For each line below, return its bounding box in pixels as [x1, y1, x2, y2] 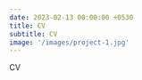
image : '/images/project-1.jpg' [9, 37, 129, 47]
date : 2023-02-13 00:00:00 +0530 [9, 12, 134, 22]
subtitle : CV [9, 29, 58, 38]
